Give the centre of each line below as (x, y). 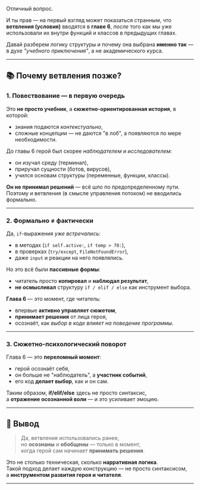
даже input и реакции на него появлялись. (69, 258)
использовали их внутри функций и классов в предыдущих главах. (92, 33)
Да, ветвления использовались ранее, (70, 438)
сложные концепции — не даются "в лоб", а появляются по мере (98, 133)
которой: (17, 115)
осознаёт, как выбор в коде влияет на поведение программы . (94, 323)
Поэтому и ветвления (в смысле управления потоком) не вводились (94, 193)
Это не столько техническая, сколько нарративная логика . (82, 463)
